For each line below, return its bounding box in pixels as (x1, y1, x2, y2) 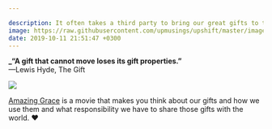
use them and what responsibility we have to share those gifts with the (8, 105, 244, 114)
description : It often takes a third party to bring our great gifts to (8, 19, 259, 27)
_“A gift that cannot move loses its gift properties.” (8, 56, 182, 66)
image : (8, 26, 31, 35)
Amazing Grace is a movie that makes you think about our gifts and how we (8, 96, 260, 105)
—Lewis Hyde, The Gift (8, 65, 86, 75)
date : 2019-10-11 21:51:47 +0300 (8, 34, 121, 42)
